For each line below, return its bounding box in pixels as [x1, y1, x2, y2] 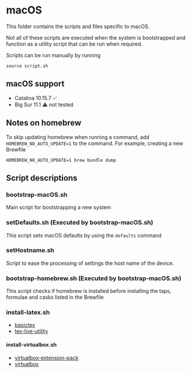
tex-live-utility [14, 328, 48, 335]
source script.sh [6, 63, 48, 69]
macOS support [6, 79, 65, 89]
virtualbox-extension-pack [14, 354, 79, 361]
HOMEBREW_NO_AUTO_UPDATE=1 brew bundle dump [6, 157, 116, 163]
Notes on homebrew [6, 118, 82, 128]
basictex [14, 322, 36, 329]
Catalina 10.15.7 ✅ [14, 94, 57, 101]
